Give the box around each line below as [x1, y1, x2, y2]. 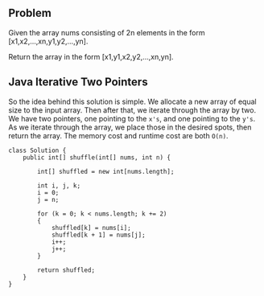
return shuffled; [37, 265, 95, 274]
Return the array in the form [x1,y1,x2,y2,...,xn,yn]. [8, 51, 175, 61]
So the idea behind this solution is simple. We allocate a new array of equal [8, 97, 257, 106]
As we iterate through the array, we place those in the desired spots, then [8, 122, 252, 132]
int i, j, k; [37, 181, 81, 190]
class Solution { [8, 146, 67, 154]
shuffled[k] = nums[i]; [51, 224, 131, 232]
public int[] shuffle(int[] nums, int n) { [23, 153, 171, 162]
